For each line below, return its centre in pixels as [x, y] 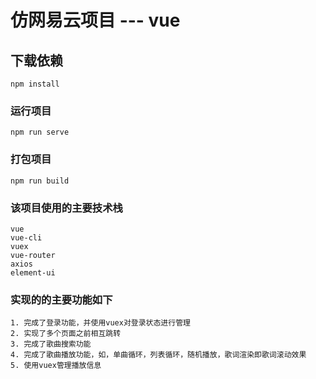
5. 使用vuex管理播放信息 [56, 366]
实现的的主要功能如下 [61, 299]
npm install [35, 84]
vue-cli [26, 237]
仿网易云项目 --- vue [95, 20]
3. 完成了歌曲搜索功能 [51, 344]
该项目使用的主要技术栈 [66, 208]
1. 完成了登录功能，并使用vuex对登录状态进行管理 [100, 323]
